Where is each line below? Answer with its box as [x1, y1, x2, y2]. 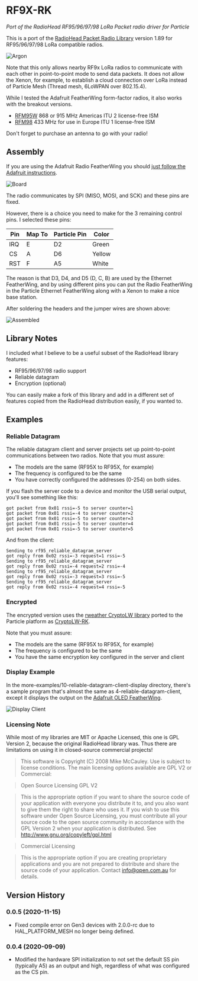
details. [20, 873, 39, 880]
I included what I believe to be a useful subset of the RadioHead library [6, 349, 178, 356]
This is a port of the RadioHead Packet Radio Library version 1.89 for [6, 34, 173, 41]
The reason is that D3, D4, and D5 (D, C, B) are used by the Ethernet [6, 274, 172, 281]
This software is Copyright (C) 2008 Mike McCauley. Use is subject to [20, 758, 191, 765]
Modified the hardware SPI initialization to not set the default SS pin [14, 956, 179, 963]
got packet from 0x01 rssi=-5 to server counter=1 [6, 505, 134, 511]
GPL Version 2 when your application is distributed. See [20, 825, 157, 832]
